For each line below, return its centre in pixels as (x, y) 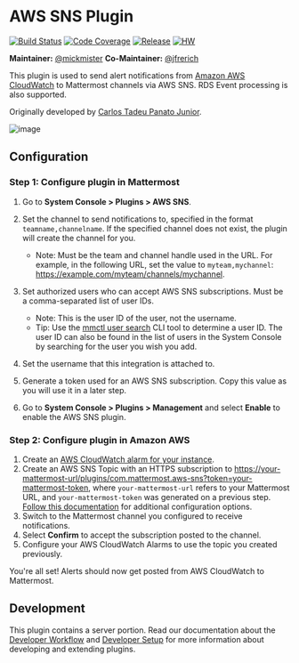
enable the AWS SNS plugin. (74, 416)
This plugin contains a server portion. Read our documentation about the (142, 630)
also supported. (38, 94)
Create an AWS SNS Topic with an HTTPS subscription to (127, 468)
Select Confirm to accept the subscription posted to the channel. (141, 535)
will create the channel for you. (79, 238)
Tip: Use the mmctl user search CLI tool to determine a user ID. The (159, 327)
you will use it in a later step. (74, 390)
